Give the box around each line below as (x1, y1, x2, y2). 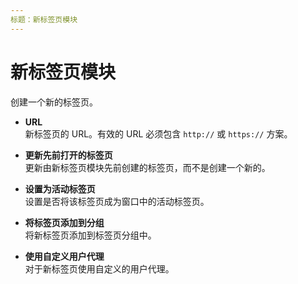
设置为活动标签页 (24, 182, 96, 195)
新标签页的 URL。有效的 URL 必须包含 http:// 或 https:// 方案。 (24, 127, 293, 140)
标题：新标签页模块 (10, 14, 78, 25)
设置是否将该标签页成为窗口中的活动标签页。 (24, 195, 210, 207)
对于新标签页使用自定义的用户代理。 (24, 262, 175, 275)
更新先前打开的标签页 (24, 149, 113, 161)
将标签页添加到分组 (24, 216, 105, 228)
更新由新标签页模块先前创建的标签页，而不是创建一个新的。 (24, 161, 271, 173)
